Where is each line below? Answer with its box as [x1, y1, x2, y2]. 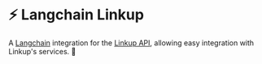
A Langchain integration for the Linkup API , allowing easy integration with [8, 37, 255, 48]
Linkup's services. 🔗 [8, 46, 76, 56]
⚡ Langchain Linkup [8, 6, 145, 24]
